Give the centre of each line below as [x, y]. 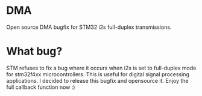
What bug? [34, 51]
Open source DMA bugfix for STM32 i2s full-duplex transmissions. [89, 27]
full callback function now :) [41, 87]
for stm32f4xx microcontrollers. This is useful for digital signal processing [98, 74]
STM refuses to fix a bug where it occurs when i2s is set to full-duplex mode [101, 68]
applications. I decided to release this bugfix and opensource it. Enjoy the [97, 80]
